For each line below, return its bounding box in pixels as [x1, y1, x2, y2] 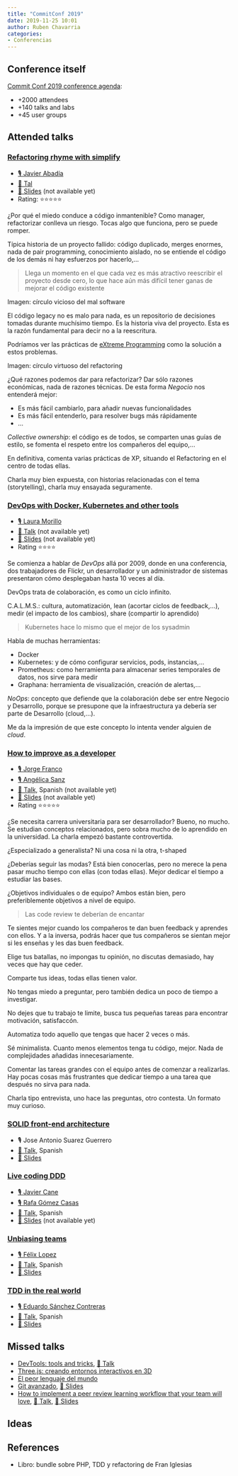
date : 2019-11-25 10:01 [7, 17, 78, 24]
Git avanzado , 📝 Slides [17, 1382, 84, 1390]
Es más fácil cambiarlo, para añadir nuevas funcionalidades [17, 403, 192, 412]
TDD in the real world [7, 1286, 81, 1296]
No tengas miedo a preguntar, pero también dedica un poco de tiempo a [7, 988, 218, 996]
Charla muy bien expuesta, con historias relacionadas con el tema [7, 475, 200, 483]
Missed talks [7, 1341, 65, 1353]
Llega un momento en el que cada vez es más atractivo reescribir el [24, 269, 223, 277]
